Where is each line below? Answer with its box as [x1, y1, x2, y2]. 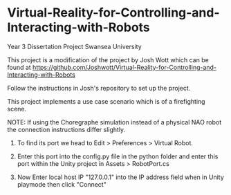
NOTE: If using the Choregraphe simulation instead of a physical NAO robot [7, 118, 222, 126]
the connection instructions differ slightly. [7, 125, 126, 133]
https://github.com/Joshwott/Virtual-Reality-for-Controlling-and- [32, 63, 216, 71]
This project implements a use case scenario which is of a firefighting [7, 97, 205, 105]
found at [7, 63, 31, 71]
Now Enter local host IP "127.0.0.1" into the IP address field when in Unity [17, 173, 225, 181]
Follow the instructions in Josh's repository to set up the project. [7, 84, 191, 92]
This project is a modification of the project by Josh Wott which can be [7, 55, 209, 64]
